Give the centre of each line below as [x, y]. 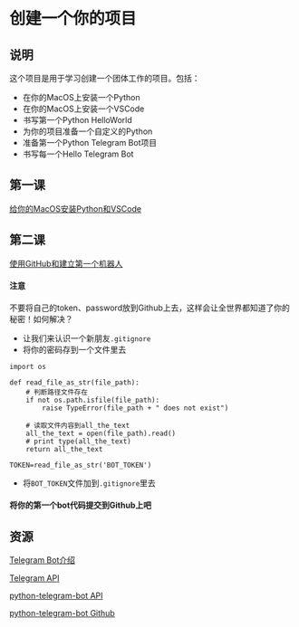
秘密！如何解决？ [41, 318]
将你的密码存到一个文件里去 [74, 349]
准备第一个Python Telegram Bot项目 [89, 142]
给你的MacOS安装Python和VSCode [76, 208]
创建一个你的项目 [73, 19]
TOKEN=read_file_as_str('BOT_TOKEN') [81, 465]
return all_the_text [64, 449]
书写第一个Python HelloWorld [77, 120]
